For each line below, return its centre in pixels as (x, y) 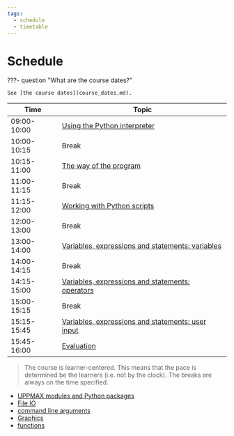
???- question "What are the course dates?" (70, 80)
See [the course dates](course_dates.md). (70, 93)
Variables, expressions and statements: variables (141, 246)
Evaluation (79, 346)
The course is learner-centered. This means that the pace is (110, 368)
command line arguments (54, 411)
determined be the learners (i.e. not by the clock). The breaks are (118, 375)
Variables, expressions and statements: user (134, 322)
